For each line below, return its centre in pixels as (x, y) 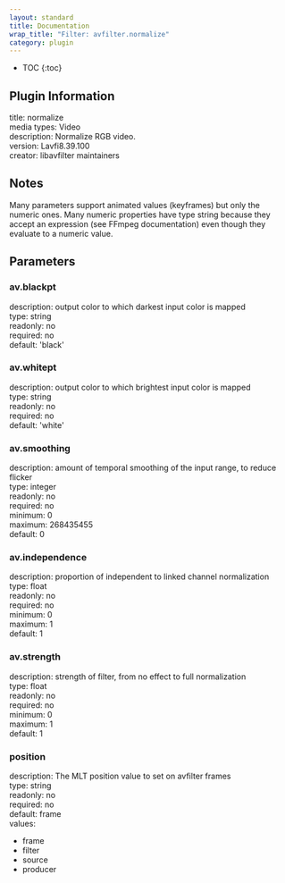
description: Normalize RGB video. (73, 137)
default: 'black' (37, 344)
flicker (21, 477)
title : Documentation (50, 26)
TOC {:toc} (42, 68)
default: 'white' (37, 425)
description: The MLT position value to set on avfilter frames (120, 776)
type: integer (33, 487)
